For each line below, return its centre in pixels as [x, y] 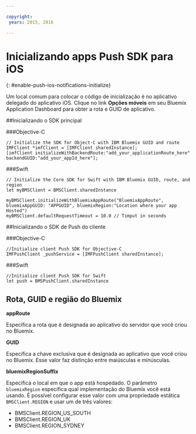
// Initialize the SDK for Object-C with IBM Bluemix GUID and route [93, 143]
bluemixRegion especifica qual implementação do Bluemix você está [88, 389]
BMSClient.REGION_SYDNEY [49, 426]
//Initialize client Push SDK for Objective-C [64, 249]
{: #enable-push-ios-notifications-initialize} [59, 85]
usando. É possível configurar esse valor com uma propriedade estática [93, 396]
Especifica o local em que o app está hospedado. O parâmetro [82, 383]
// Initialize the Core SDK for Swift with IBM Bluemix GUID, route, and [98, 180]
